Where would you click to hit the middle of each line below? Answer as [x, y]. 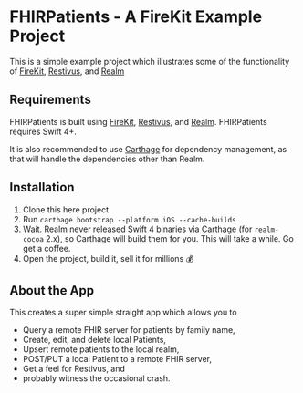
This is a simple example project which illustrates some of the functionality [150, 61]
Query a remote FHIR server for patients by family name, [129, 330]
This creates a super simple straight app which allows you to [123, 313]
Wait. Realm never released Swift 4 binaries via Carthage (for [137, 229]
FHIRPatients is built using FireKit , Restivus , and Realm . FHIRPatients [138, 121]
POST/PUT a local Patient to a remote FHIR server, [117, 359]
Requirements [50, 100]
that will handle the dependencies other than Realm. [107, 159]
